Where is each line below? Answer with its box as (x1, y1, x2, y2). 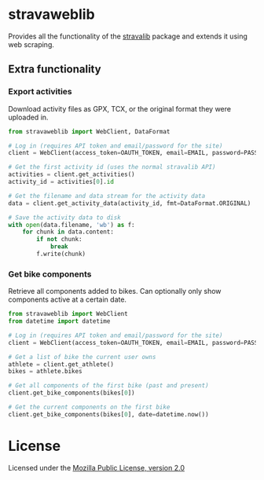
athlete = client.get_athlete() (8, 360, 114, 368)
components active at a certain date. (8, 295, 127, 304)
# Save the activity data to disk (8, 214, 122, 222)
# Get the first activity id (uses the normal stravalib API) (8, 163, 216, 171)
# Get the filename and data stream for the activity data (8, 192, 206, 200)
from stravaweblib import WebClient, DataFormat (8, 127, 170, 135)
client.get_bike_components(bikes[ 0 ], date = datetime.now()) (8, 410, 210, 418)
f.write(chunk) (36, 250, 86, 258)
